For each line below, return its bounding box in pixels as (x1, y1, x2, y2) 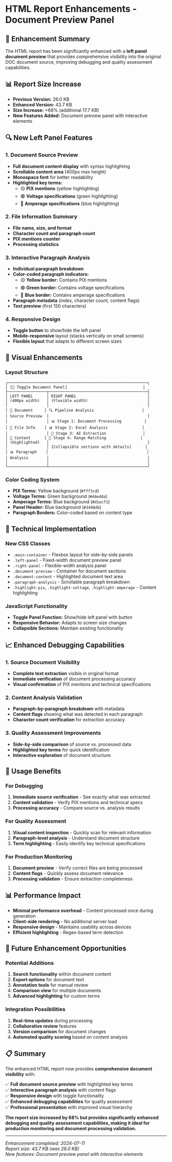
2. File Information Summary (5, 213, 78, 220)
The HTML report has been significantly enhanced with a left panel (5, 48, 147, 54)
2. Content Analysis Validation (5, 694, 83, 701)
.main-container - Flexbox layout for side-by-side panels (12, 551, 133, 558)
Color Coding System (5, 476, 60, 483)
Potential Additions (5, 960, 54, 967)
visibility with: (5, 1071, 36, 1077)
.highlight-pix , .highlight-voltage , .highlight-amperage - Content (12, 584, 157, 590)
